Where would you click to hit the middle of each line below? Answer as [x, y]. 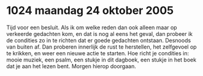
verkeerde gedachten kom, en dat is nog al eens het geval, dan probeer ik [100, 33]
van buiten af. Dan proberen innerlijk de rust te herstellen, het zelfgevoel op [102, 47]
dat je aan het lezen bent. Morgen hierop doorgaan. [71, 66]
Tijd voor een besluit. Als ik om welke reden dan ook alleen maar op [92, 27]
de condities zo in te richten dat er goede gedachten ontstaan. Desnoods [99, 40]
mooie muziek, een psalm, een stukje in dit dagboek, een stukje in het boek [101, 60]
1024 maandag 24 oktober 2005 [90, 11]
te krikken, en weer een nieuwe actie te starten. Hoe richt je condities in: [98, 53]
